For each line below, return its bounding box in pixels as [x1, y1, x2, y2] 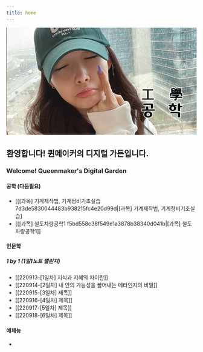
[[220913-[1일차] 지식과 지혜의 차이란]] [14, 274, 108, 281]
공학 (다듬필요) [6, 182, 41, 190]
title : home [6, 10, 36, 16]
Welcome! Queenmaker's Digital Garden [6, 167, 127, 175]
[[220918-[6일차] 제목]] [14, 312, 72, 319]
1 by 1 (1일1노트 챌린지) [6, 257, 60, 265]
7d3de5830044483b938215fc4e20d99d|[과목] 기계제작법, [14, 205, 160, 212]
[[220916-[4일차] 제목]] [14, 297, 72, 304]
